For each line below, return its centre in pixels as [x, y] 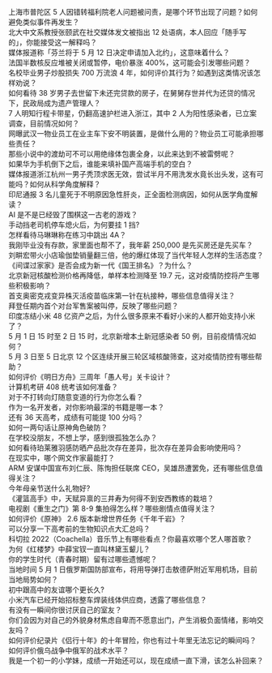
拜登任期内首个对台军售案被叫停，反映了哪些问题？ [93, 306]
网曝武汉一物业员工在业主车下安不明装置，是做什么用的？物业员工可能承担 [132, 133]
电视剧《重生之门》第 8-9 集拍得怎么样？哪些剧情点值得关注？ [112, 508]
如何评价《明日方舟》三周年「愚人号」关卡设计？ [90, 377]
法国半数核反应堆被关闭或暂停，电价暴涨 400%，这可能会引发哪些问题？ [130, 62]
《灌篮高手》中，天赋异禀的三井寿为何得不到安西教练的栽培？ [111, 498]
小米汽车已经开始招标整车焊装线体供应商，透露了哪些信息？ [108, 600]
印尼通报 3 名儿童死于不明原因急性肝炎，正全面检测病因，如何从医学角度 [130, 194]
